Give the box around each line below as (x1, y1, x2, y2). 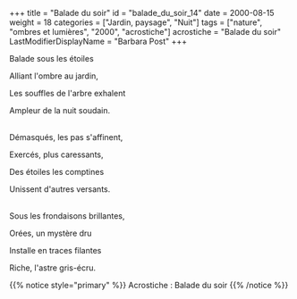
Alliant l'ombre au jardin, (9, 71, 98, 81)
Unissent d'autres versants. (9, 184, 111, 195)
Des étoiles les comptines (9, 167, 105, 177)
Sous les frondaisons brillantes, (9, 211, 125, 221)
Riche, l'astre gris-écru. (9, 262, 97, 273)
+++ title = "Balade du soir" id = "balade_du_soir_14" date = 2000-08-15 (9, 8, 275, 18)
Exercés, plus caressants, (9, 149, 105, 160)
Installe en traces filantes (9, 245, 102, 255)
